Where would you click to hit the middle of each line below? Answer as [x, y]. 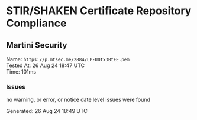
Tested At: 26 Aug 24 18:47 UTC [46, 65]
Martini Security [37, 45]
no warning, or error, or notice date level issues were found [78, 100]
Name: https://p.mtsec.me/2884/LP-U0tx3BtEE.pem [68, 59]
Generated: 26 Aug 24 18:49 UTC [47, 111]
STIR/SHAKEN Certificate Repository [99, 11]
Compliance [36, 23]
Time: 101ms [21, 71]
